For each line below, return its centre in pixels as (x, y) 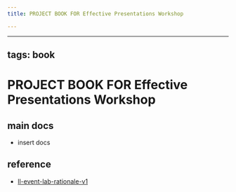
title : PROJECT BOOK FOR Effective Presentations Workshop (96, 14)
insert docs (34, 143)
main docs (31, 126)
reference (29, 164)
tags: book (31, 55)
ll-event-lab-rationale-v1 (53, 181)
